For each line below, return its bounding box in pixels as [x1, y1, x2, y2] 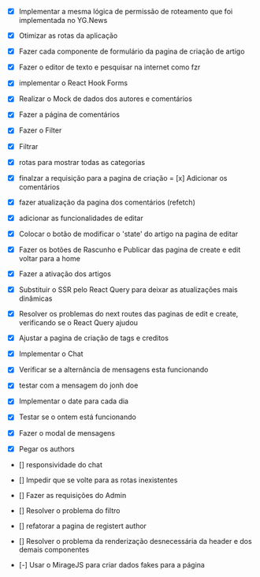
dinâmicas [18, 294, 53, 303]
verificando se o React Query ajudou [18, 318, 139, 328]
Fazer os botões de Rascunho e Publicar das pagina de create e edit [18, 245, 241, 254]
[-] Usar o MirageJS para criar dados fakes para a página [18, 560, 206, 569]
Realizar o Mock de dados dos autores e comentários [18, 94, 192, 103]
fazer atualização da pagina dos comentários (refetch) [18, 197, 196, 207]
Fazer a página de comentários [18, 110, 120, 119]
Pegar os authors [18, 444, 76, 453]
